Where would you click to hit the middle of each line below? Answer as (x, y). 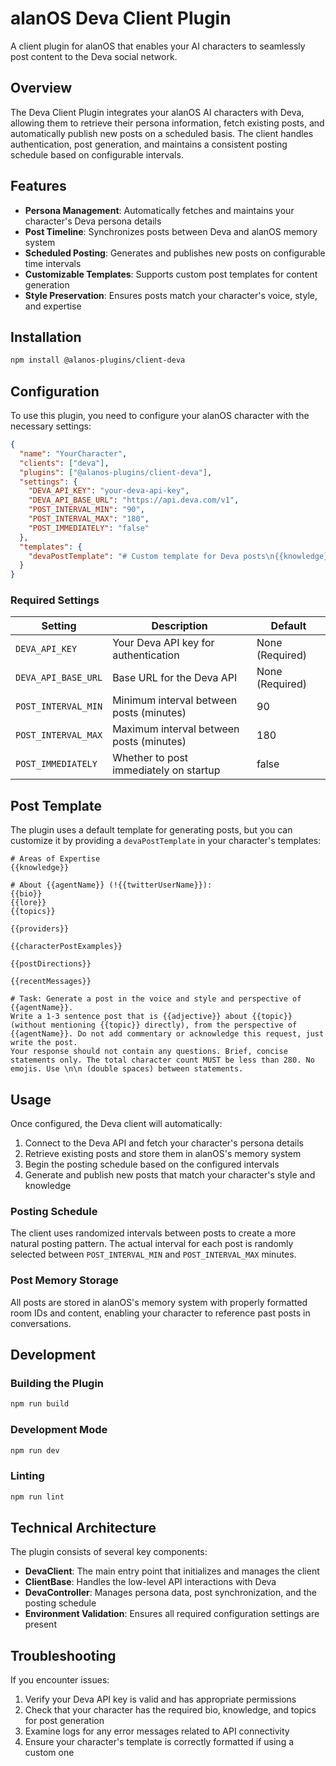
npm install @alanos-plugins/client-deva (98, 360)
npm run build (40, 1404)
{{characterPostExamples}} (66, 947)
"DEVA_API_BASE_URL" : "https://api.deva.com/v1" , (134, 500)
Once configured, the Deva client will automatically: (116, 1124)
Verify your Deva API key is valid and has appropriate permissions (160, 1699)
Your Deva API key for (163, 643)
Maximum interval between (176, 729)
